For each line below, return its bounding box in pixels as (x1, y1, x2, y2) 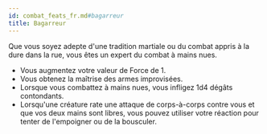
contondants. (19, 91, 64, 100)
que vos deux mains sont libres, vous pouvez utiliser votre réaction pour (19, 108, 260, 117)
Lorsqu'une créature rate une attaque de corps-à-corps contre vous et (19, 99, 255, 109)
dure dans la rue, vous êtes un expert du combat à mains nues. (8, 50, 217, 59)
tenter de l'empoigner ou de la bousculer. (19, 116, 157, 126)
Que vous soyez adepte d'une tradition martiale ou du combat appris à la (8, 41, 250, 51)
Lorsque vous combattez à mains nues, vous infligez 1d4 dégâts (19, 82, 233, 92)
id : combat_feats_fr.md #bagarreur (8, 11, 125, 20)
